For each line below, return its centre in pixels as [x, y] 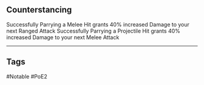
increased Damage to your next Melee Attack [63, 37]
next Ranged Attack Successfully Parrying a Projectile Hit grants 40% [93, 31]
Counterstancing [39, 10]
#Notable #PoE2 [27, 76]
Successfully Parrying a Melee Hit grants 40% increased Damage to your [98, 24]
